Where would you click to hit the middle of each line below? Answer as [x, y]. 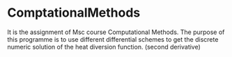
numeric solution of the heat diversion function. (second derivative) [104, 47]
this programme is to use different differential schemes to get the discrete [113, 39]
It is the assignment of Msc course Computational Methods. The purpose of [116, 32]
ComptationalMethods [74, 13]
